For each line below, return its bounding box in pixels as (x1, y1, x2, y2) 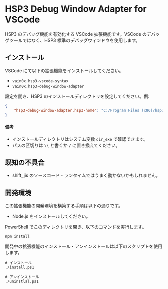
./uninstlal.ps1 (5, 279, 39, 284)
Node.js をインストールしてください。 (12, 213, 91, 219)
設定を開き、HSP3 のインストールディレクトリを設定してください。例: (5, 93, 150, 99)
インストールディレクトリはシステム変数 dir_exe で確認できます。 (12, 136, 148, 142)
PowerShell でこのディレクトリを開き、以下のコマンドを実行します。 (5, 224, 147, 230)
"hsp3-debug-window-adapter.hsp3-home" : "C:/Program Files (14, 108, 140, 113)
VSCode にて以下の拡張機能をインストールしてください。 (5, 67, 124, 73)
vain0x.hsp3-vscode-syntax (12, 78, 69, 83)
